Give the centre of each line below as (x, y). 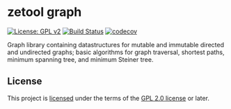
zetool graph (45, 12)
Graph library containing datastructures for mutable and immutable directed (116, 44)
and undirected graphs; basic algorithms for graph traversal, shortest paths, (116, 52)
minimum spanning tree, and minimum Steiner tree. (80, 59)
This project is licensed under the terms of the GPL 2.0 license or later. (109, 98)
